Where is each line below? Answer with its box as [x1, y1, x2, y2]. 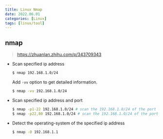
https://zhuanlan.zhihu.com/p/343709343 [17, 52, 102, 57]
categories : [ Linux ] [5, 16, 47, 21]
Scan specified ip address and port [12, 97, 83, 103]
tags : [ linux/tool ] [5, 20, 45, 26]
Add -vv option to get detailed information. [12, 79, 98, 85]
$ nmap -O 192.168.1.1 [12, 129, 58, 134]
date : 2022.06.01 [5, 12, 40, 17]
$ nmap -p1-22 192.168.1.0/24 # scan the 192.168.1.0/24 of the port [12, 106, 157, 112]
